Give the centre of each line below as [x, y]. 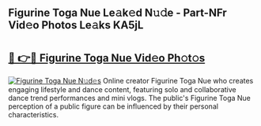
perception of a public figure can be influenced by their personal [113, 106]
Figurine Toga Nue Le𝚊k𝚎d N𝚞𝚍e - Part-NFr [117, 13]
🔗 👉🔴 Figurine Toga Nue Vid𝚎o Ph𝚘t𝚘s [107, 58]
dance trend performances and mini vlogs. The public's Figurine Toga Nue [130, 98]
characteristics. [34, 115]
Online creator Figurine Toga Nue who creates [178, 81]
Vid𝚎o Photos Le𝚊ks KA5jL [76, 26]
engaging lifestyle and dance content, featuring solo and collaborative [122, 89]
